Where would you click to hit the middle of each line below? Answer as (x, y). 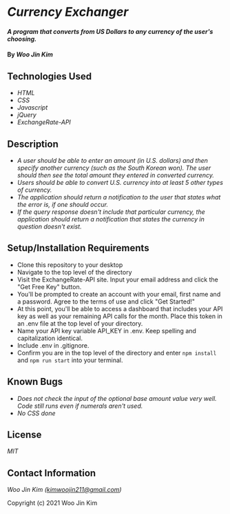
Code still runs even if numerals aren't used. (80, 406)
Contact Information (52, 473)
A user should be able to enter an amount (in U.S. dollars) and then (113, 160)
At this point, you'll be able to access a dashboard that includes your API (120, 308)
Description (33, 144)
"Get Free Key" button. (49, 286)
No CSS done (36, 413)
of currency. (34, 190)
